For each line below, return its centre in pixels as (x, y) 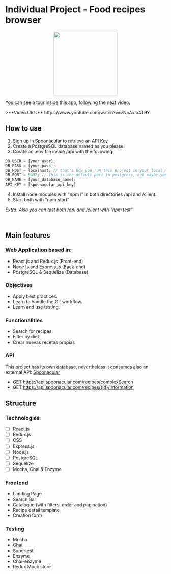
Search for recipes (32, 331)
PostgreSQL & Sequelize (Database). (51, 272)
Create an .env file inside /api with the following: (63, 151)
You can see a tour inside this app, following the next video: (68, 102)
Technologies (22, 418)
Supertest (23, 551)
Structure (21, 403)
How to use (23, 128)
